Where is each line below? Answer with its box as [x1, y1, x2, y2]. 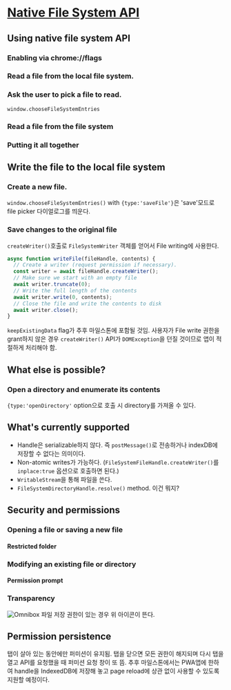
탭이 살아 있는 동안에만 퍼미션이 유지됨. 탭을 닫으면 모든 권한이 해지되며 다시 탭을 [7, 650, 224, 658]
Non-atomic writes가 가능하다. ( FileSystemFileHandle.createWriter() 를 [17, 457, 219, 466]
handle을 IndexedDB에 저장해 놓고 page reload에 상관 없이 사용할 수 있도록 [14, 667, 220, 676]
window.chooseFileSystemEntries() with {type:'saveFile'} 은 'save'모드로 [7, 199, 215, 207]
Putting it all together [7, 140, 79, 150]
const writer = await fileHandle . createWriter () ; [13, 268, 159, 275]
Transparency [7, 593, 55, 603]
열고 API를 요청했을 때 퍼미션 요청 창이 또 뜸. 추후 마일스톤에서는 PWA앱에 [7, 658, 207, 667]
